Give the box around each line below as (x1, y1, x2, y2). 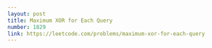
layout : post (7, 10, 46, 18)
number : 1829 (7, 23, 46, 30)
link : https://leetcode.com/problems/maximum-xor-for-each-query (7, 30, 205, 37)
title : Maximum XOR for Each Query (7, 17, 113, 24)
